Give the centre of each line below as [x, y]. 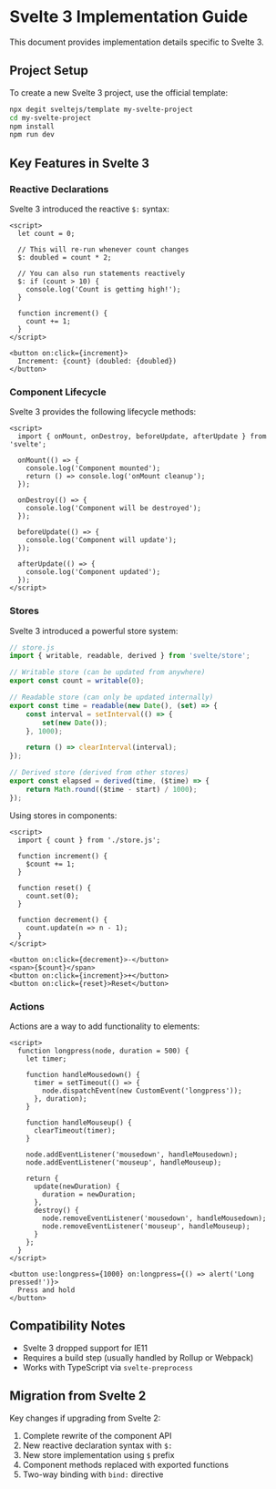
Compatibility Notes [67, 1326]
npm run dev [32, 135]
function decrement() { [62, 919]
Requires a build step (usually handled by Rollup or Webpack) [138, 1357]
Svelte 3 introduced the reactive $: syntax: [90, 209]
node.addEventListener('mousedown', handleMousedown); [132, 1155]
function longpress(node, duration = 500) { [103, 1051]
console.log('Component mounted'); [93, 468]
